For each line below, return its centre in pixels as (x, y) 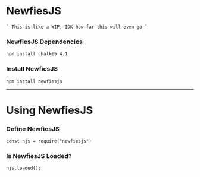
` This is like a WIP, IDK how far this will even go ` (77, 27)
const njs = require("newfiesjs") (49, 141)
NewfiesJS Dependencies (45, 42)
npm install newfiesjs (34, 81)
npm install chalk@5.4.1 (37, 54)
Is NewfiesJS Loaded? (39, 156)
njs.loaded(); (24, 168)
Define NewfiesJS (33, 129)
